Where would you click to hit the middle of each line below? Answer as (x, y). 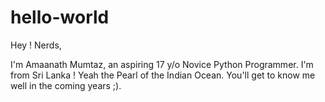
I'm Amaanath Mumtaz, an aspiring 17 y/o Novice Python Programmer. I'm (162, 64)
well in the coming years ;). (66, 85)
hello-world (60, 17)
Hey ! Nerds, (36, 45)
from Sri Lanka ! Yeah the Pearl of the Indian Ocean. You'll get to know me (163, 75)
